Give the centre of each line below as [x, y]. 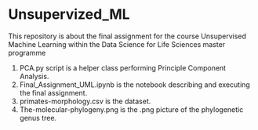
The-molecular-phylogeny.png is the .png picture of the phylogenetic [131, 109]
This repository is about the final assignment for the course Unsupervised [127, 36]
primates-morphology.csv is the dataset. [85, 101]
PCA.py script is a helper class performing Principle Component [122, 67]
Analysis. [34, 76]
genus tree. [38, 117]
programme [27, 52]
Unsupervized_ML [69, 14]
